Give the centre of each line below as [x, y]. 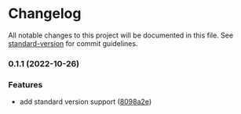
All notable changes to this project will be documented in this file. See [121, 35]
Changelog [45, 14]
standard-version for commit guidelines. [73, 43]
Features [26, 84]
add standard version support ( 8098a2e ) [85, 102]
